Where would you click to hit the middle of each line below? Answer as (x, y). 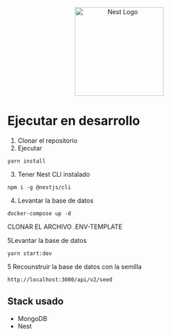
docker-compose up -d (39, 213)
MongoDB (32, 318)
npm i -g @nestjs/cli (39, 187)
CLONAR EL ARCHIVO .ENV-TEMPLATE (65, 227)
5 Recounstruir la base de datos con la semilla (75, 266)
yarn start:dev (30, 253)
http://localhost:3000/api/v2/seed (60, 280)
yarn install (27, 161)
